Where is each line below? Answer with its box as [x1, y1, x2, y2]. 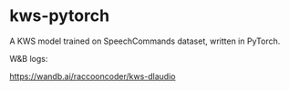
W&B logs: [9, 53, 48, 64]
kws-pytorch [9, 5, 110, 26]
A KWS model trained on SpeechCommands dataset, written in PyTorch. [9, 35, 281, 46]
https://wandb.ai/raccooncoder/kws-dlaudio [9, 70, 176, 82]
